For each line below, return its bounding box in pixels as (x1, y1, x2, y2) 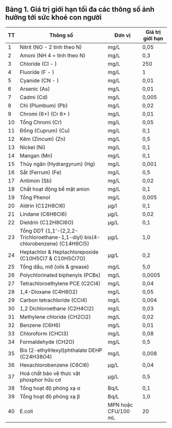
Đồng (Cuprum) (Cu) (19, 127, 70, 134)
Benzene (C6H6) (19, 322, 61, 329)
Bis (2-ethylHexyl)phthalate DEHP (19, 346, 102, 353)
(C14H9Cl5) (59, 240, 90, 247)
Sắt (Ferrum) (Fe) (19, 169, 62, 176)
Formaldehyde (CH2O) (19, 338, 75, 345)
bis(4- (84, 233, 101, 240)
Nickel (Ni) (19, 143, 46, 151)
